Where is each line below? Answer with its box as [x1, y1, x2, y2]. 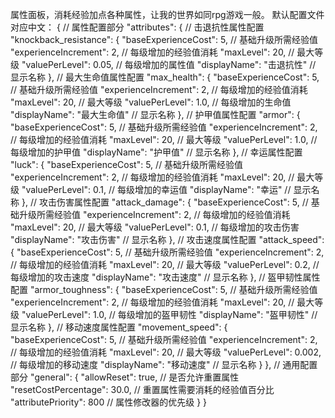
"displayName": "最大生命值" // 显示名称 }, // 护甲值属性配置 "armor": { [10, 109, 301, 120]
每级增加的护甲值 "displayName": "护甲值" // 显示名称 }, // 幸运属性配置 [10, 146, 303, 158]
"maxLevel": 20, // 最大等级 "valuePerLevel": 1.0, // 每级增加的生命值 [10, 96, 292, 108]
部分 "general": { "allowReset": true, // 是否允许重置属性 [10, 371, 240, 383]
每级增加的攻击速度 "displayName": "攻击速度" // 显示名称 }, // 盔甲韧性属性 [10, 271, 321, 283]
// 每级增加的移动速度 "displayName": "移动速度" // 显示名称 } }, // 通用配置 [10, 359, 318, 370]
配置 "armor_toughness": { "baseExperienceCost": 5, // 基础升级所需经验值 [10, 284, 318, 295]
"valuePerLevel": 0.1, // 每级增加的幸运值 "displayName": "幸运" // [21, 184, 292, 195]
